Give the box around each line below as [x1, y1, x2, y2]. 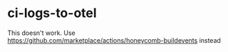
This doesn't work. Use [7, 28, 76, 37]
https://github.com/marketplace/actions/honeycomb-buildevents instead [7, 36, 221, 44]
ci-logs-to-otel [7, 5, 98, 21]
